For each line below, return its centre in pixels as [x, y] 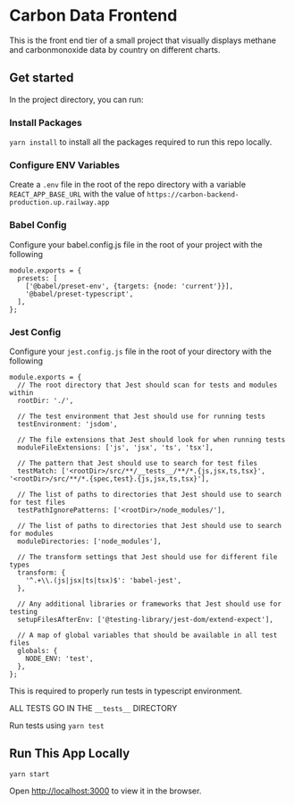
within [21, 393]
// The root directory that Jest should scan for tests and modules [147, 385]
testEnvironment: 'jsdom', [67, 424]
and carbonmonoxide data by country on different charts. [115, 49]
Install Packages [46, 122]
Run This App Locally [70, 754]
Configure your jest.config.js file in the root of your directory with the [141, 351]
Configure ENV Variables [65, 164]
